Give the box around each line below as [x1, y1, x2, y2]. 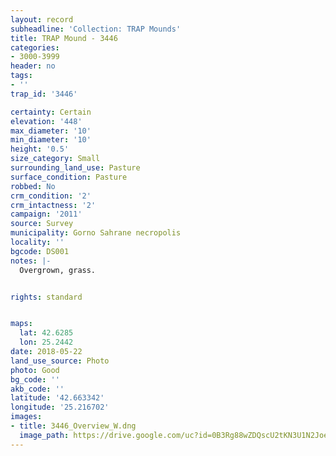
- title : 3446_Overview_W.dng [10, 421, 137, 431]
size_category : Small [10, 154, 101, 164]
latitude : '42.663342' [10, 393, 105, 403]
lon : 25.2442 [19, 337, 74, 348]
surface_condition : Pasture [10, 172, 128, 182]
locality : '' [10, 237, 65, 247]
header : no [10, 61, 56, 71]
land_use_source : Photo [10, 356, 110, 366]
